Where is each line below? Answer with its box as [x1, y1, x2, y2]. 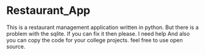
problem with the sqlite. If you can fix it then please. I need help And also [6, 30, 190, 37]
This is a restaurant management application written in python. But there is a [6, 24, 199, 31]
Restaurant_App [6, 4, 91, 18]
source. [6, 43, 26, 50]
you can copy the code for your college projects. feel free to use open [6, 36, 184, 44]
